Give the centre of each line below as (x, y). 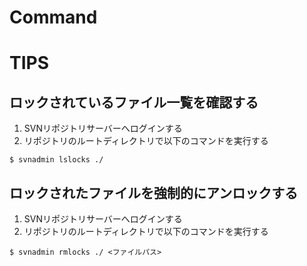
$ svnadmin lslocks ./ (56, 160)
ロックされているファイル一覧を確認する (134, 102)
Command (53, 17)
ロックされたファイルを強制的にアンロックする (154, 192)
